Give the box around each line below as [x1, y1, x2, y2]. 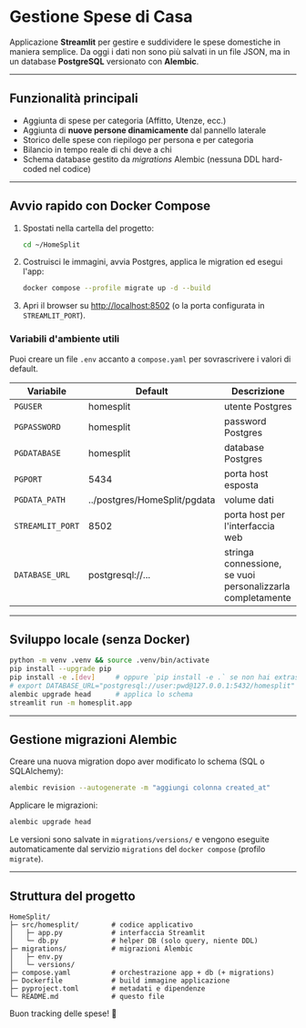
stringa [224, 545, 255, 558]
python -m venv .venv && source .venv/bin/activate [9, 656, 209, 666]
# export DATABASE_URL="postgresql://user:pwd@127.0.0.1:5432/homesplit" [9, 681, 296, 691]
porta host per [224, 508, 285, 521]
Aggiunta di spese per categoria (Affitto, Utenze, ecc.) [22, 115, 227, 126]
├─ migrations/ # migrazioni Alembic [9, 944, 194, 953]
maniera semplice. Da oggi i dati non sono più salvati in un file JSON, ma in [9, 46, 291, 56]
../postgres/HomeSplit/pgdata [87, 494, 216, 506]
